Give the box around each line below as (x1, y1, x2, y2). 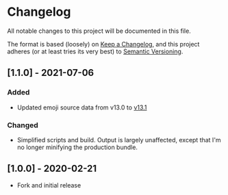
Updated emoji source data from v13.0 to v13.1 (16, 103, 147, 112)
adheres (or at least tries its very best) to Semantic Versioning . (7, 47, 183, 55)
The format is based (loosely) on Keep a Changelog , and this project (7, 40, 200, 48)
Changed (7, 120, 39, 130)
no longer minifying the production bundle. (16, 143, 138, 151)
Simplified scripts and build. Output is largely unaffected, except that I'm (16, 135, 221, 144)
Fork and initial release (16, 181, 81, 189)
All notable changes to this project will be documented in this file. (7, 27, 192, 35)
